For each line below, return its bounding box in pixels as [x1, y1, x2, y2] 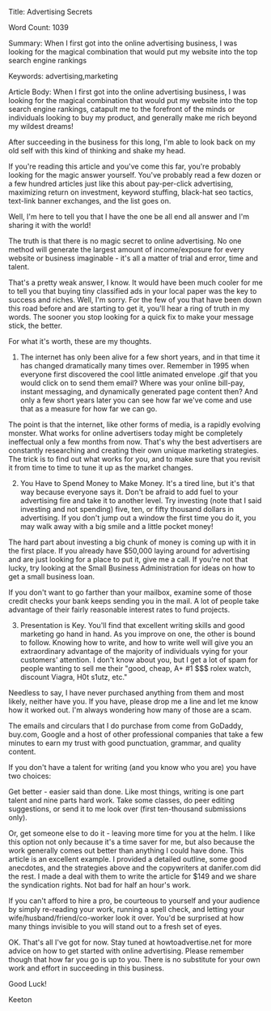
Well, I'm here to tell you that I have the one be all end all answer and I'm [8, 212, 250, 222]
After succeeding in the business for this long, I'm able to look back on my [8, 137, 256, 147]
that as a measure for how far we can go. [19, 404, 158, 413]
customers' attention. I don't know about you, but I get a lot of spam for [19, 655, 258, 665]
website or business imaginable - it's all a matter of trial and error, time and [8, 253, 259, 263]
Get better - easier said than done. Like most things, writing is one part [8, 787, 244, 796]
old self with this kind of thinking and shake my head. [8, 146, 186, 155]
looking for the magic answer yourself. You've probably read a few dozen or [8, 170, 261, 179]
